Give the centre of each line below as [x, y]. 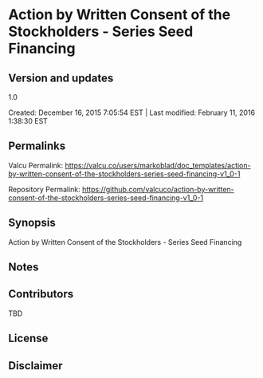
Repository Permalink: [45, 189]
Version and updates [61, 78]
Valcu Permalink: [36, 165]
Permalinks [37, 146]
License [28, 339]
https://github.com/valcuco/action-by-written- [159, 189]
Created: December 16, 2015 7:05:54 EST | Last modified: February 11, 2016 [132, 112]
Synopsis [32, 223]
